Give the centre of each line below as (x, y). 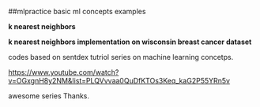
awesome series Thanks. (49, 96)
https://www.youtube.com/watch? (64, 72)
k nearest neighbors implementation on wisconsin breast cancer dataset (130, 42)
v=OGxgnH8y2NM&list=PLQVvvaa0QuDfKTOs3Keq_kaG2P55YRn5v (119, 81)
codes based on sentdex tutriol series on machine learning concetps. (121, 57)
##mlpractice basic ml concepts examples (77, 11)
